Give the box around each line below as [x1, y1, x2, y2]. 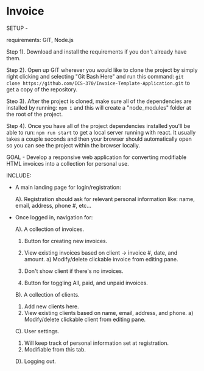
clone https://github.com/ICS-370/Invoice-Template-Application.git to [6, 79, 191, 87]
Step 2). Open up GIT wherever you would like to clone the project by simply [6, 66, 198, 74]
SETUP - [6, 24, 29, 32]
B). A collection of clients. [15, 291, 80, 298]
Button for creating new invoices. [24, 237, 108, 244]
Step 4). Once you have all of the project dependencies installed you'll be [6, 122, 191, 129]
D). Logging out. [15, 358, 56, 365]
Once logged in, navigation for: [15, 213, 93, 221]
